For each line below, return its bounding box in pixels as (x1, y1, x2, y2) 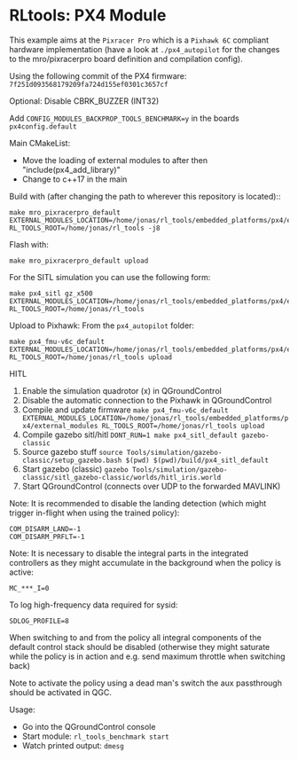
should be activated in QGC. (9, 686, 113, 697)
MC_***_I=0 (9, 584, 50, 592)
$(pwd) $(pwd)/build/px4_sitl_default (125, 456, 269, 465)
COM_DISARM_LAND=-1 (9, 524, 82, 533)
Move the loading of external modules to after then (21, 154, 208, 165)
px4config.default (9, 121, 77, 131)
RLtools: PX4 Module (9, 5, 167, 26)
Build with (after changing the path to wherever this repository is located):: (9, 191, 281, 201)
